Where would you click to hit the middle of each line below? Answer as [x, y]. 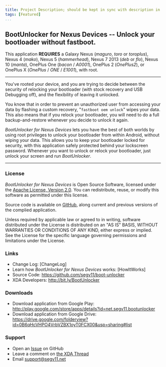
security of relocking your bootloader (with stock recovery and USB [74, 89]
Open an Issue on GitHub [38, 348]
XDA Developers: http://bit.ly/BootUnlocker [56, 280]
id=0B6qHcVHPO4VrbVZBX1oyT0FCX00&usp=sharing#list [72, 325]
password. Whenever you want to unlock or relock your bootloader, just [78, 151]
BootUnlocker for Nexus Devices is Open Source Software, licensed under [81, 184]
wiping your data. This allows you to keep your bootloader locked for [75, 140]
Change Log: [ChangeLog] [39, 264]
